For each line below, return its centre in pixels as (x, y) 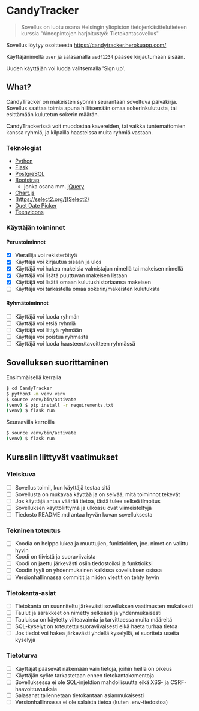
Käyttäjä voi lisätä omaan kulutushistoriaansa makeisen (83, 282)
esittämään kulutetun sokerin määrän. (53, 114)
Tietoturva (22, 656)
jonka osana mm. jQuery (54, 187)
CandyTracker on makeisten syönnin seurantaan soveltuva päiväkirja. (92, 101)
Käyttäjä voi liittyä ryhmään (48, 330)
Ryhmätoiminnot (28, 303)
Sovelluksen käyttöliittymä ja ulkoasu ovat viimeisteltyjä (83, 508)
